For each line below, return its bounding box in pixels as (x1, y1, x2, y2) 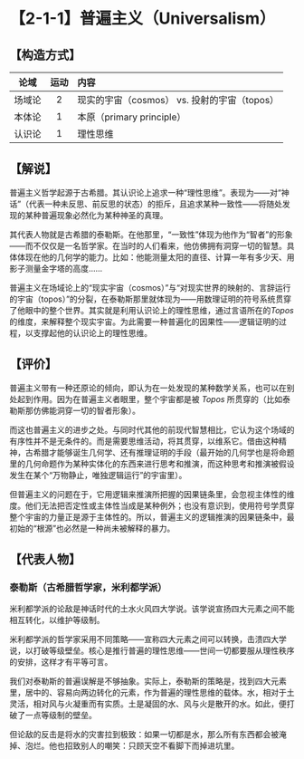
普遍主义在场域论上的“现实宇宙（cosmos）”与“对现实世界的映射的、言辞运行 (9, 282, 291, 293)
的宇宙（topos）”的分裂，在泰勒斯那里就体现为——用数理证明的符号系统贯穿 (9, 293, 292, 304)
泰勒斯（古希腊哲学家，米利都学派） (9, 581, 167, 593)
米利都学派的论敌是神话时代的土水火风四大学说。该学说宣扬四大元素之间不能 (9, 603, 295, 614)
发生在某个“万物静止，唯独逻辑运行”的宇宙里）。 (9, 469, 187, 480)
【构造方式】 (9, 47, 81, 62)
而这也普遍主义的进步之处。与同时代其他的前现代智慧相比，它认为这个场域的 (9, 424, 295, 435)
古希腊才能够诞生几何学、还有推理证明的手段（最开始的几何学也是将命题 (24, 447, 295, 457)
